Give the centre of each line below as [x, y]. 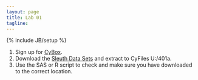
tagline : [17, 23]
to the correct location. [44, 72]
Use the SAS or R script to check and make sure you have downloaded [104, 65]
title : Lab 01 [24, 18]
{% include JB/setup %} [36, 41]
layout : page [23, 12]
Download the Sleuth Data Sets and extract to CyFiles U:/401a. [93, 59]
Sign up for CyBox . [39, 52]
